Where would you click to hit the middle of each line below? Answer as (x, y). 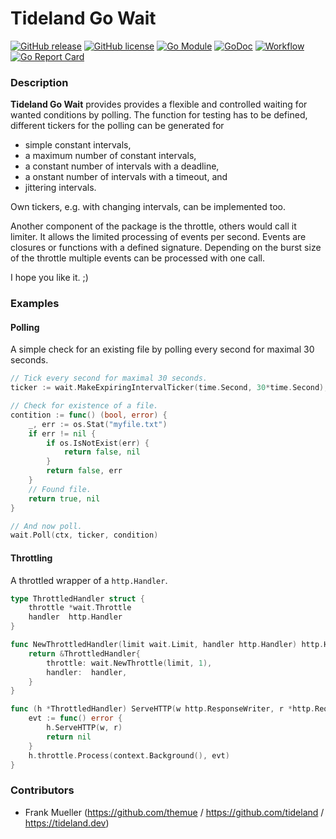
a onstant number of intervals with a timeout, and (126, 177)
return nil (69, 737)
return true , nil (64, 498)
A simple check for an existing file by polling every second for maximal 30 (162, 349)
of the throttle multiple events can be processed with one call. (137, 258)
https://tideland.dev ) (67, 823)
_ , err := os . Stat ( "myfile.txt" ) (98, 424)
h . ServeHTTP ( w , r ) (84, 728)
